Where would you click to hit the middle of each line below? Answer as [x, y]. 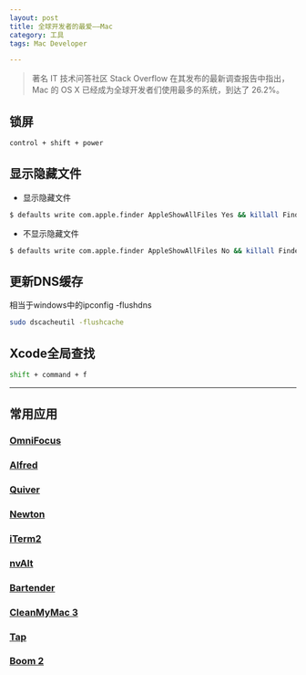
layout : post [34, 18]
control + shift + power [56, 143]
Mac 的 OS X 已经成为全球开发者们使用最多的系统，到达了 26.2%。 [158, 90]
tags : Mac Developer [49, 43]
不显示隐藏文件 [51, 233]
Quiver [25, 490]
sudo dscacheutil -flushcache [67, 322]
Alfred [24, 465]
